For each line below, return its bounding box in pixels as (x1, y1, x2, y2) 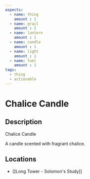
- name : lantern (9, 30, 43, 35)
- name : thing (9, 12, 39, 17)
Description (5, 118, 42, 126)
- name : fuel (9, 58, 37, 63)
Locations (5, 155, 37, 164)
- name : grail (9, 21, 39, 26)
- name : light (9, 49, 39, 54)
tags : (5, 68, 16, 73)
